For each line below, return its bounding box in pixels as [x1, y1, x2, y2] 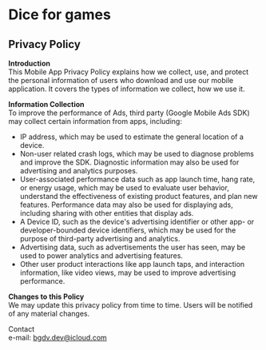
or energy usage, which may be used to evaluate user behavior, [19, 183, 229, 193]
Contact [8, 324, 34, 333]
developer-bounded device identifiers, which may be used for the [19, 225, 236, 235]
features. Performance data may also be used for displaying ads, [19, 200, 233, 209]
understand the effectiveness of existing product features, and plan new [19, 192, 258, 201]
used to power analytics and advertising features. [19, 251, 184, 261]
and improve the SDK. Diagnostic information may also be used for [19, 157, 240, 167]
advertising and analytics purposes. [19, 166, 138, 175]
